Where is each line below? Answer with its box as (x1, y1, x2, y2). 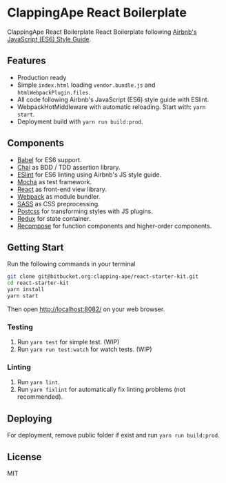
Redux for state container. (17, 214, 91, 222)
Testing (7, 322, 33, 332)
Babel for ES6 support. (17, 155, 82, 164)
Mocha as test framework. (17, 177, 92, 186)
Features (7, 55, 46, 67)
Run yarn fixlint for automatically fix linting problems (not (17, 385, 186, 394)
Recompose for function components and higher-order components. (17, 221, 212, 230)
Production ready (17, 73, 67, 81)
